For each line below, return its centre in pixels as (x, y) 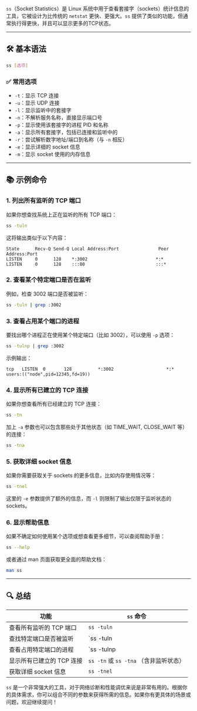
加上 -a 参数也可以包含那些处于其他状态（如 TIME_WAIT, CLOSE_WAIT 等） (97, 427)
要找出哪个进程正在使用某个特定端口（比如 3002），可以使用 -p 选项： (90, 335)
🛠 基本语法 (26, 49)
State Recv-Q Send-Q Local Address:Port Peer (87, 249)
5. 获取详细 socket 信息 (39, 461)
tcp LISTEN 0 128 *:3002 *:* (90, 369)
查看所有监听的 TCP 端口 (43, 628)
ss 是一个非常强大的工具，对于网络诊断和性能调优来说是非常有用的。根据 (94, 687)
